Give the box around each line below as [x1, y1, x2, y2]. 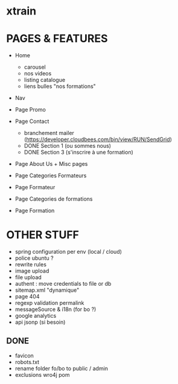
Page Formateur [14, 184, 56, 191]
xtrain [6, 4, 37, 18]
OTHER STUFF [6, 228, 80, 242]
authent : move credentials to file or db [14, 280, 112, 288]
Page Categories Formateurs [14, 172, 87, 179]
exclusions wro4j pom [14, 371, 70, 378]
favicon [14, 351, 34, 359]
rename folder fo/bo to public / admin [14, 365, 109, 372]
